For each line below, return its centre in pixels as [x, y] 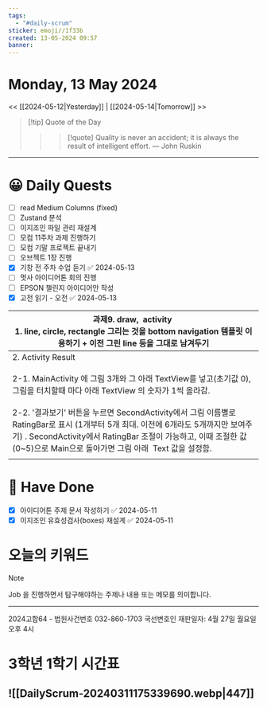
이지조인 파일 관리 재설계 [58, 228]
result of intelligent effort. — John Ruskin [134, 146]
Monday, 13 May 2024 [83, 85]
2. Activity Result [44, 357]
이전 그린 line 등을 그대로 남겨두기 [149, 343]
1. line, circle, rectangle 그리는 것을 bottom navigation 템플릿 [129, 331]
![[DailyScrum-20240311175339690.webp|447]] [131, 694]
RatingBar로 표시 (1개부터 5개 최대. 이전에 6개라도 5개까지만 [120, 424]
